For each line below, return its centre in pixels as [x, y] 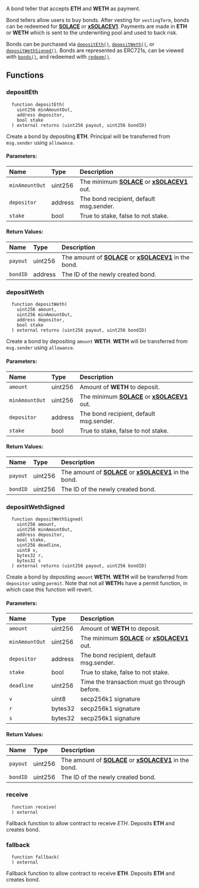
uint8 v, [28, 551]
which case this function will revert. [49, 590]
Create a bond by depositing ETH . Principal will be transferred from [88, 136]
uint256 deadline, [39, 545]
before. [90, 689]
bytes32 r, [30, 556]
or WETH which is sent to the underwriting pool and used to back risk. [92, 33]
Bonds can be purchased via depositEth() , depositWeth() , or [81, 44]
